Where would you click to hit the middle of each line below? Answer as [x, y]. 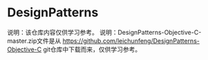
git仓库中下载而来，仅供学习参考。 [92, 49]
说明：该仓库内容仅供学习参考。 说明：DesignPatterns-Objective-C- [104, 32]
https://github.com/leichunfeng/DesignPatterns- [131, 41]
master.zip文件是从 [34, 41]
